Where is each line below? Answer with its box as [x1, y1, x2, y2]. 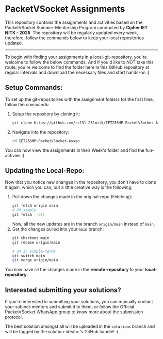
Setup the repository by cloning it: [12, 111, 80, 117]
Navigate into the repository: [12, 129, 69, 135]
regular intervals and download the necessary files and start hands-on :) [5, 69, 150, 75]
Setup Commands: [5, 83, 63, 92]
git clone [12, 120, 33, 125]
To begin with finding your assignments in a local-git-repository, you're [5, 54, 147, 60]
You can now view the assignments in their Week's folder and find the [5, 147, 145, 153]
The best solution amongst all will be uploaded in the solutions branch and [5, 323, 155, 329]
